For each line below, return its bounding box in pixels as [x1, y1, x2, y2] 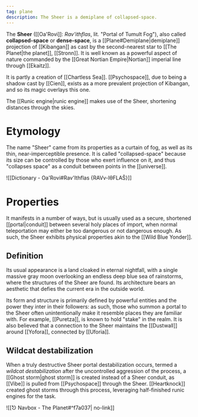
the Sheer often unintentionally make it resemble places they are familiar [6, 309, 182, 317]
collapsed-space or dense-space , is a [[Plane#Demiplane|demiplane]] [6, 37, 180, 44]
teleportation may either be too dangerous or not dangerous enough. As [6, 227, 181, 235]
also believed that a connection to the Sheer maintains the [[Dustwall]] [6, 322, 178, 329]
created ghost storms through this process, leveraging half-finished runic [6, 386, 185, 393]
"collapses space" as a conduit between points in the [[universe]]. [6, 163, 167, 170]
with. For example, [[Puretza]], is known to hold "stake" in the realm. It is [6, 316, 183, 323]
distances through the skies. [6, 104, 75, 111]
